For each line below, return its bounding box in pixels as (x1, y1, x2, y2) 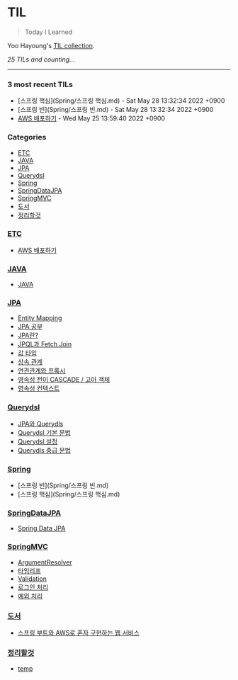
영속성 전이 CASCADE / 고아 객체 (17, 375, 110, 384)
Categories (7, 132, 47, 142)
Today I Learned (24, 28, 73, 36)
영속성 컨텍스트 (17, 384, 60, 393)
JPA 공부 (17, 322, 43, 331)
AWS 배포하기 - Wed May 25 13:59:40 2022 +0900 (17, 114, 165, 123)
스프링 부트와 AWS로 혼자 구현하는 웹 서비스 (17, 628, 140, 637)
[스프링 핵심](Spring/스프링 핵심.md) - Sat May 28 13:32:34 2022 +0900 (17, 96, 225, 105)
